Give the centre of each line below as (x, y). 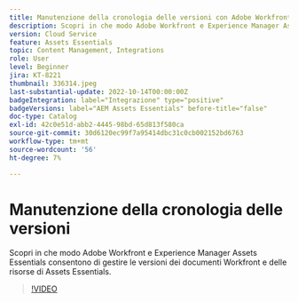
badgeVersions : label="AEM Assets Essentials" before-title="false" (138, 108)
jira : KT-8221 (35, 75)
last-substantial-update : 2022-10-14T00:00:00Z (99, 91)
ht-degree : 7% (35, 158)
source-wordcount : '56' (53, 149)
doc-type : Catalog (43, 116)
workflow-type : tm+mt (49, 141)
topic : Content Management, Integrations (87, 51)
